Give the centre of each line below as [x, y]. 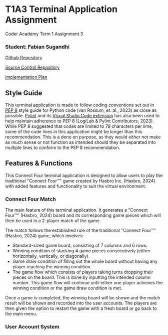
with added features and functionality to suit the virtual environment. [76, 186]
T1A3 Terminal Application [61, 9]
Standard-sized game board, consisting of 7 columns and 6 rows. [80, 245]
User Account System [32, 327]
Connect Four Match [31, 199]
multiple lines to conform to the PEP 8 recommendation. [63, 148]
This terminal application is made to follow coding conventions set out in [79, 105]
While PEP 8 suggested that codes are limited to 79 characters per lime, [79, 126]
